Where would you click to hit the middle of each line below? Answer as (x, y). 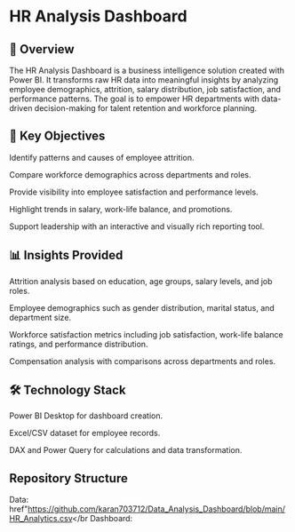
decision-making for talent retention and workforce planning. (146, 108)
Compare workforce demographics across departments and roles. (130, 174)
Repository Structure (69, 478)
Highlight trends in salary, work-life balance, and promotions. (121, 209)
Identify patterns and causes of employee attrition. (102, 157)
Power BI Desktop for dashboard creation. (86, 416)
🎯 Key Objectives (57, 136)
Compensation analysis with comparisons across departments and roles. (143, 361)
